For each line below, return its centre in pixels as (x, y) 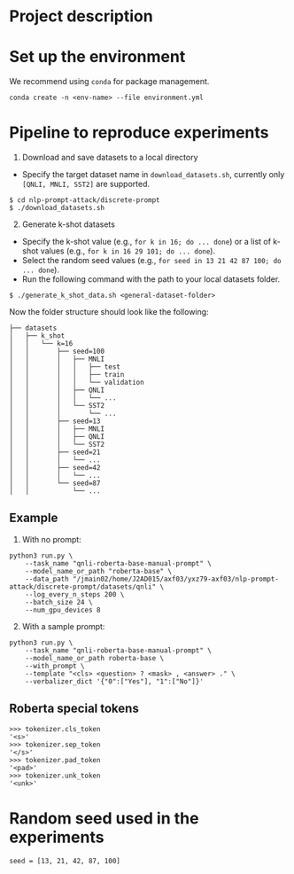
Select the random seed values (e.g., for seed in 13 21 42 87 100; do (151, 261)
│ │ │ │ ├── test (65, 367)
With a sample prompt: (63, 626)
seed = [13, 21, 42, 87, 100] (65, 861)
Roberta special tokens (74, 709)
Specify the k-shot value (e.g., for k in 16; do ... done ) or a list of (147, 242)
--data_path (47, 579)
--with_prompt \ (55, 666)
